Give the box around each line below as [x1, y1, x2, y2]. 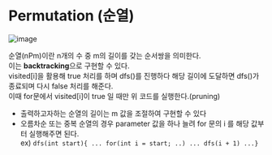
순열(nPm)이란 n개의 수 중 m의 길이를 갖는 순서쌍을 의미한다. [8, 50, 201, 60]
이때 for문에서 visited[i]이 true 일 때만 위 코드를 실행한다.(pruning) [8, 91, 221, 101]
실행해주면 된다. [28, 128, 80, 138]
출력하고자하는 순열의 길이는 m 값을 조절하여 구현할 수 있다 [19, 108, 207, 118]
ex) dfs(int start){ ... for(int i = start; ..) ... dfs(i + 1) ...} [19, 138, 259, 148]
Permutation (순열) [8, 6, 135, 25]
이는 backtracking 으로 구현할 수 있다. [8, 61, 130, 71]
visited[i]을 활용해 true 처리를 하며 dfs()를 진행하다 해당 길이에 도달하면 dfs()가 [8, 71, 260, 80]
